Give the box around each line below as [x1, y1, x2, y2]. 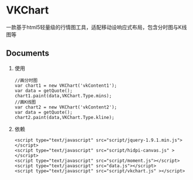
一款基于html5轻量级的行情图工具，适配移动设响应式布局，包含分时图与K [6, 23, 182, 30]
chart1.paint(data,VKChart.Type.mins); [14, 93, 112, 99]
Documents [6, 48, 50, 59]
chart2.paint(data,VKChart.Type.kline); [14, 114, 115, 120]
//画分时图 [14, 77, 38, 83]
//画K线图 [14, 99, 36, 105]
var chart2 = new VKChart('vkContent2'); [14, 104, 117, 110]
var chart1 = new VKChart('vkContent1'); [14, 83, 117, 89]
